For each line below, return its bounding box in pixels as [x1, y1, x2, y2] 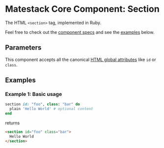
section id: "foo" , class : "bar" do [5, 102, 80, 107]
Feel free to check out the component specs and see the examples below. [5, 29, 155, 35]
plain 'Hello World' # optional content [9, 107, 93, 112]
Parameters [5, 43, 42, 52]
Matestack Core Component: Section [5, 3, 160, 15]
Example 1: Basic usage [5, 91, 62, 98]
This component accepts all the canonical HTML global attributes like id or [5, 57, 156, 62]
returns [5, 120, 20, 126]
